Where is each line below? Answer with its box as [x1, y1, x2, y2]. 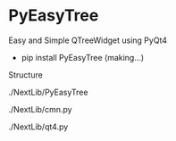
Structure [8, 69, 44, 80]
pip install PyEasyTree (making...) [21, 52, 145, 62]
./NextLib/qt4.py [8, 121, 69, 132]
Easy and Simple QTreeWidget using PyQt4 [8, 35, 167, 46]
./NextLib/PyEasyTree [8, 87, 88, 97]
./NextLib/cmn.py [8, 104, 72, 114]
